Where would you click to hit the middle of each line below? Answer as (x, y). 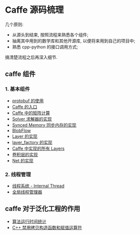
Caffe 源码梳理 (35, 10)
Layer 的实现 (25, 136)
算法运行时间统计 (29, 221)
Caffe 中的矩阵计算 (31, 113)
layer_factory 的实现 (32, 142)
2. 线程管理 (18, 174)
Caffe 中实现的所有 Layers (38, 148)
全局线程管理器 (27, 192)
